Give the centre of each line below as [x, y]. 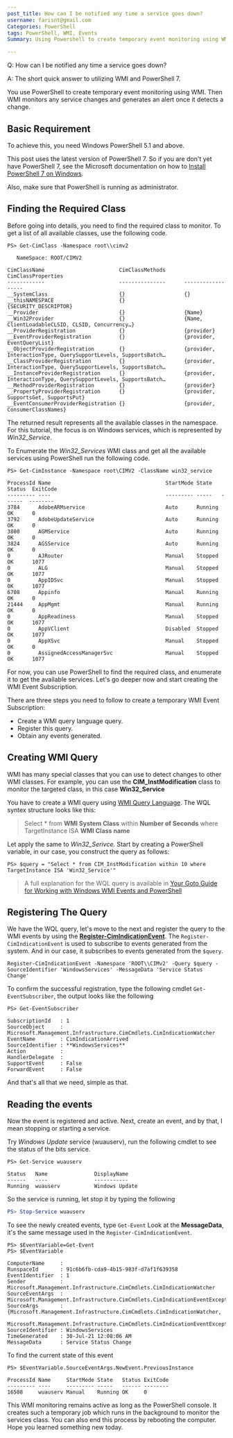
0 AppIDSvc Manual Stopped [113, 580]
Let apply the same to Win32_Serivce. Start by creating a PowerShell [105, 844]
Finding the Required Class [67, 209]
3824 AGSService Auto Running [113, 543]
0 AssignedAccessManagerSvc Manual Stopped [113, 653]
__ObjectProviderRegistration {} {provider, [111, 349]
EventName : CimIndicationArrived [68, 1039]
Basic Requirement [49, 129]
